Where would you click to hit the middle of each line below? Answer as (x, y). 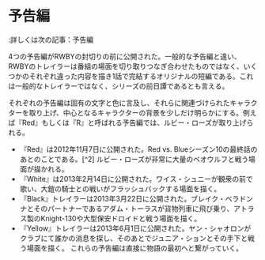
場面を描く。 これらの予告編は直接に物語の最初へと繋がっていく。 (135, 248)
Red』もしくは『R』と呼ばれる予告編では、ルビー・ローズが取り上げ (134, 122)
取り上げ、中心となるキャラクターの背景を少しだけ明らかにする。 (136, 112)
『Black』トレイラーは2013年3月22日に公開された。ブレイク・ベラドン (136, 198)
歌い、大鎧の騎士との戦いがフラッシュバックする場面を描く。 (120, 188)
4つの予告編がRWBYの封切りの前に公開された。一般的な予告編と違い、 (125, 56)
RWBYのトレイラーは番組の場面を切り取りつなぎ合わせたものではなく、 (126, 66)
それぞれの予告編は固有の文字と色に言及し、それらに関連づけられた (119, 103)
